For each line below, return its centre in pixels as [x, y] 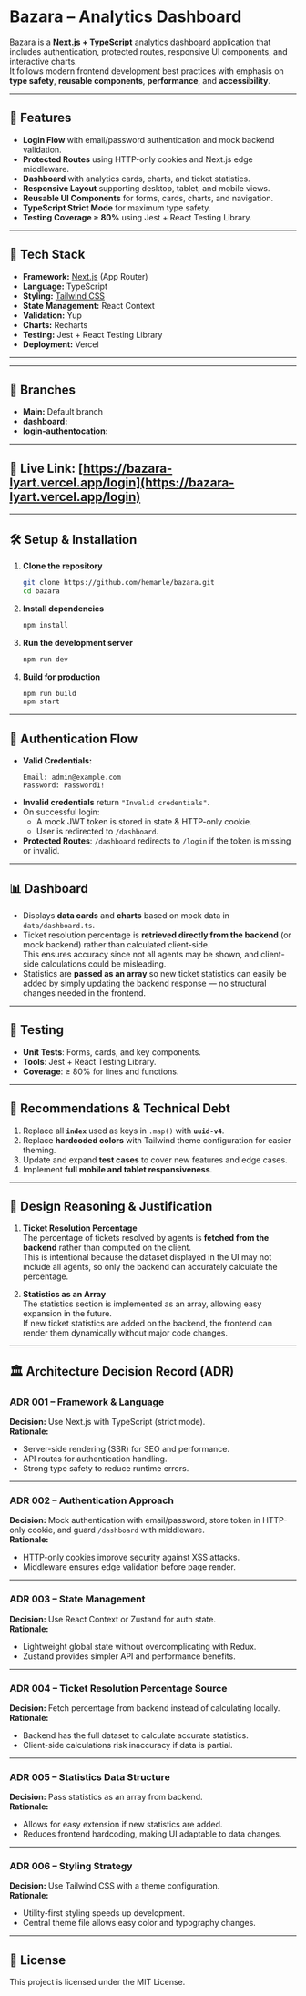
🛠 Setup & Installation [73, 539]
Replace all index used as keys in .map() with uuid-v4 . [123, 1131]
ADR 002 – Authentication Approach [92, 1500]
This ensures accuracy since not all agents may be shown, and [141, 954]
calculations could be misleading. [103, 964]
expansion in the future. [67, 1314]
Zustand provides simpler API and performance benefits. [129, 1656]
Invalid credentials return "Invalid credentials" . [116, 803]
